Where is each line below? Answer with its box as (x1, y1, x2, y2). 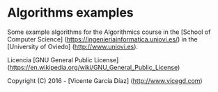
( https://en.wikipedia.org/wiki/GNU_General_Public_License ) (7, 63, 180, 71)
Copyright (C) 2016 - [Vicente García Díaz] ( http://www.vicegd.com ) (7, 76, 203, 84)
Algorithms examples (7, 5, 134, 21)
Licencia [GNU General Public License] (7, 55, 119, 64)
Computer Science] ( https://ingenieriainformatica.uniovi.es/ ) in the (7, 35, 198, 43)
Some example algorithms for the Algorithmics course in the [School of (7, 28, 211, 36)
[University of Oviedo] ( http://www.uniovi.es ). (7, 42, 138, 50)
